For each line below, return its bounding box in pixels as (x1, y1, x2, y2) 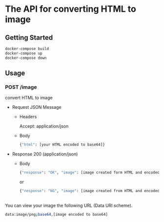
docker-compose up (5, 50, 42, 56)
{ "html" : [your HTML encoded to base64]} (19, 142, 105, 148)
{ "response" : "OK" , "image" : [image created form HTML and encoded (19, 170, 160, 175)
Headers (19, 114, 37, 120)
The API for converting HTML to (5, 3, 137, 15)
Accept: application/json (19, 123, 69, 129)
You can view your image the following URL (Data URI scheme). (5, 202, 133, 208)
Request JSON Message (12, 104, 62, 110)
